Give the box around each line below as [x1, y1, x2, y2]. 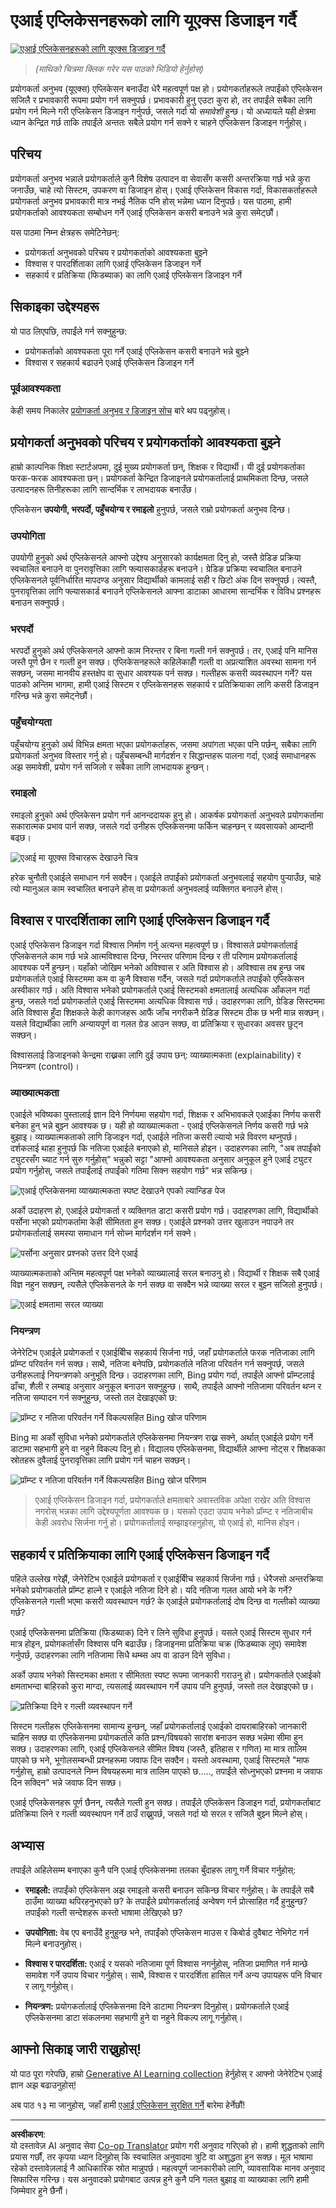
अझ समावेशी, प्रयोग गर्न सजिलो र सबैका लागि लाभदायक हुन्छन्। [10, 760, 210, 773]
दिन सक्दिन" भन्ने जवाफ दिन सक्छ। [10, 1777, 122, 1789]
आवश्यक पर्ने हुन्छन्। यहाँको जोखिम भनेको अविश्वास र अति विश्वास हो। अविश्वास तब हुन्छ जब [10, 961, 305, 973]
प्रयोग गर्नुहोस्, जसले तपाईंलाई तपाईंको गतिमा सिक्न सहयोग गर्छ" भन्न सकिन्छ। [10, 1164, 253, 1176]
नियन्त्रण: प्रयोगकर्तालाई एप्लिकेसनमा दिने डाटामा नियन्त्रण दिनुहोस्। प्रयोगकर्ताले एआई [24, 2000, 290, 2012]
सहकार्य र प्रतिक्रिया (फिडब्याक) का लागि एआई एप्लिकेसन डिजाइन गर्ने [24, 269, 242, 281]
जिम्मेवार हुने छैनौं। [10, 2184, 69, 2196]
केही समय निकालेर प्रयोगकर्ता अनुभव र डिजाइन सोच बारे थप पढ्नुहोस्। [10, 404, 232, 416]
